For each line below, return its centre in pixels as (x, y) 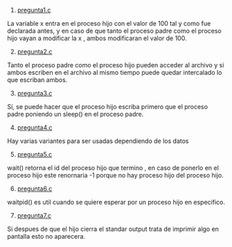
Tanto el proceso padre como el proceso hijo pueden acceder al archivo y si (116, 65)
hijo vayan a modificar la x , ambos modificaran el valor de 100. (97, 38)
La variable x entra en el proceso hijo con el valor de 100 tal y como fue (109, 23)
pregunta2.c (35, 52)
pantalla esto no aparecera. (46, 236)
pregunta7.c (34, 215)
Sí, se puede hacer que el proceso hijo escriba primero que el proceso (108, 107)
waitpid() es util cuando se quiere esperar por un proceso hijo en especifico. (116, 202)
